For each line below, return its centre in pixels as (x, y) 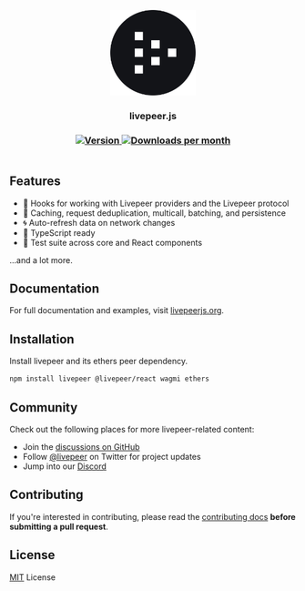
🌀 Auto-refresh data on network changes (99, 222)
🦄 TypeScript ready (59, 232)
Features (35, 182)
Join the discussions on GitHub (81, 446)
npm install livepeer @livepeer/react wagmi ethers (109, 379)
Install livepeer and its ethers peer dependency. (99, 362)
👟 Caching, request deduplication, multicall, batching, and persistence (154, 213)
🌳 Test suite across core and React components (112, 242)
